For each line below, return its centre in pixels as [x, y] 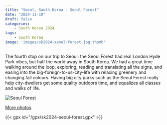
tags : [11, 33]
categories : [17, 24]
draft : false [19, 19]
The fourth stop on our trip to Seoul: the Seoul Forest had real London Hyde [83, 56]
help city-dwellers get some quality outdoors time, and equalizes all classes [83, 83]
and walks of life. [23, 88]
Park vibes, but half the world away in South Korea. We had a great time [79, 62]
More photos [18, 107]
